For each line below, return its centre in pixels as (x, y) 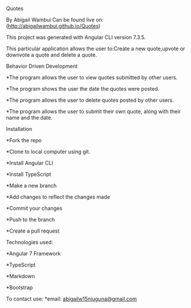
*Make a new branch (31, 186)
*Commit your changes (34, 208)
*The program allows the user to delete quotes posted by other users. (90, 100)
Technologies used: (30, 242)
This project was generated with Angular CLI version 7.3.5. (76, 37)
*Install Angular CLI (30, 163)
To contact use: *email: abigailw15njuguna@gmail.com (71, 299)
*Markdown (20, 276)
